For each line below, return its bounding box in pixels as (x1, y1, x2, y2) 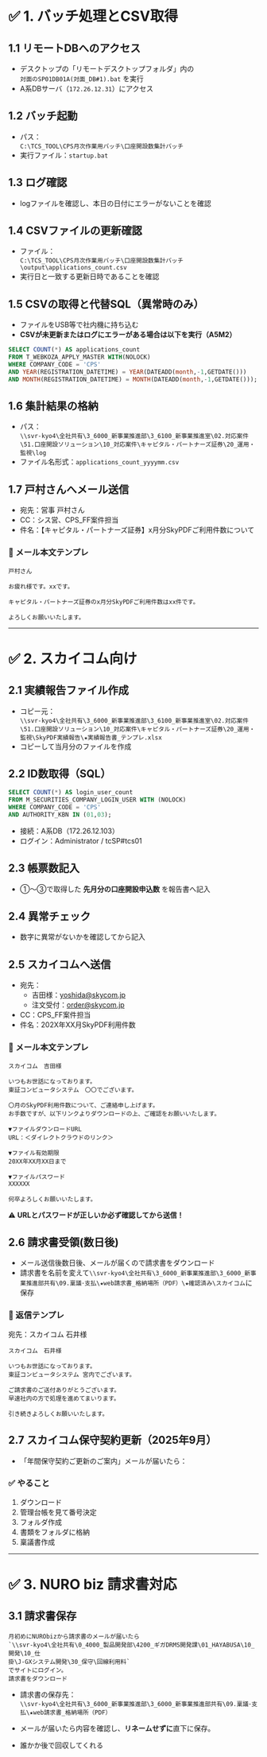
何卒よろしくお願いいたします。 (8, 1195, 97, 1203)
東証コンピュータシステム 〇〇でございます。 (8, 1086, 138, 1094)
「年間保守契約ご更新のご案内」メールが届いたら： (19, 1456, 188, 1465)
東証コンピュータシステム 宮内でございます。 (8, 1371, 136, 1379)
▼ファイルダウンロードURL (8, 1125, 82, 1133)
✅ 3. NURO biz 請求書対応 (8, 1576, 177, 1593)
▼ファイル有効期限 (8, 1149, 60, 1157)
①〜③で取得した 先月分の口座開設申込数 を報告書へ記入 (19, 884, 211, 894)
